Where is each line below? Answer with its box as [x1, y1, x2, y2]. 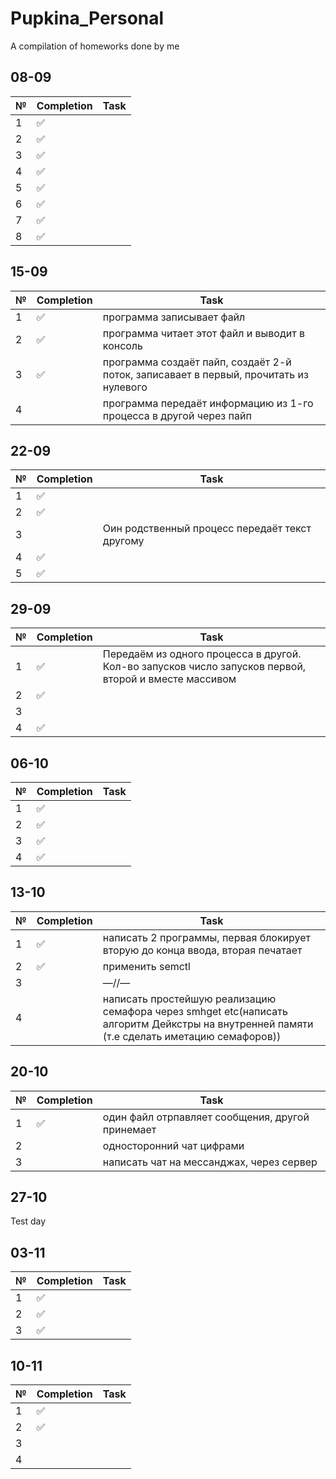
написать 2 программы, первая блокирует [102, 930, 312, 944]
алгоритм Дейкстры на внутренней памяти [102, 1017, 314, 1031]
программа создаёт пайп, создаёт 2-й [102, 355, 292, 369]
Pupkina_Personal [10, 7, 165, 30]
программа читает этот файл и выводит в [102, 326, 305, 340]
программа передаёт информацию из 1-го [102, 396, 314, 410]
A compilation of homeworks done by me [10, 40, 180, 52]
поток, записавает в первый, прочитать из [102, 367, 309, 381]
